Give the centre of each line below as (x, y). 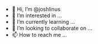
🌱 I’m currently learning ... (43, 22)
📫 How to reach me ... (39, 35)
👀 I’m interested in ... (37, 15)
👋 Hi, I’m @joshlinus (36, 9)
